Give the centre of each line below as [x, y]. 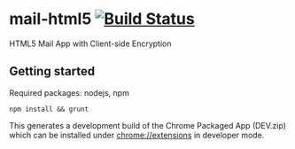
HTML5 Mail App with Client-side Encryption [90, 43]
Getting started [52, 71]
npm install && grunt [49, 109]
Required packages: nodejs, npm [70, 92]
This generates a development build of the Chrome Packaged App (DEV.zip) [147, 125]
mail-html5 [50, 19]
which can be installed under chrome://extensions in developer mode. [137, 135]
